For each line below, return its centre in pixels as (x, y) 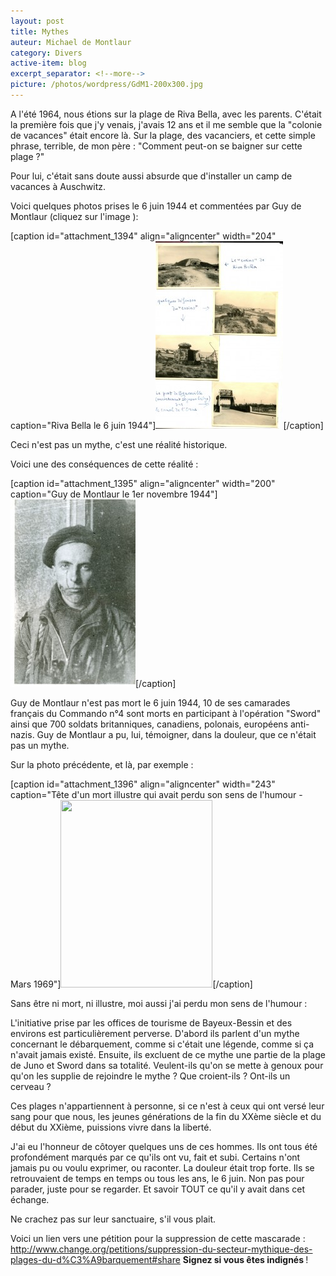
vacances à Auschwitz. (58, 186)
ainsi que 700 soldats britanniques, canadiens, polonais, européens (149, 724)
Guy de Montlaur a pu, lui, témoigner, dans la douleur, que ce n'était (176, 734)
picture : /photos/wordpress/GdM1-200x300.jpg (106, 85)
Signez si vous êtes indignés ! (245, 1259)
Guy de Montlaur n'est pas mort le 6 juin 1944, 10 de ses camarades (150, 702)
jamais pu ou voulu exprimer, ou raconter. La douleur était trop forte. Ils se (162, 1167)
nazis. (22, 734)
